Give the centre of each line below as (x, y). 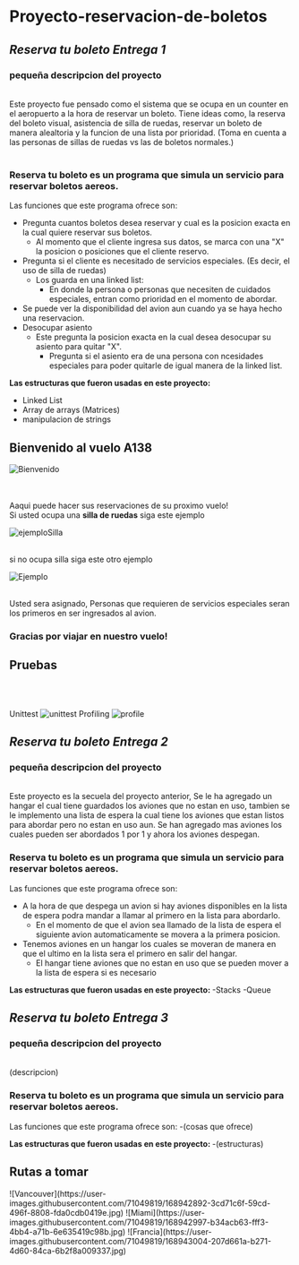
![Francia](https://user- (170, 1231)
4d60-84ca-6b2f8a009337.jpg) (68, 1251)
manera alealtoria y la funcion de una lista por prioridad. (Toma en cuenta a (148, 133)
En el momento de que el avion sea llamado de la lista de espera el (158, 925)
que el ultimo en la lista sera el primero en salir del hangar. (130, 953)
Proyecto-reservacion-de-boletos (138, 17)
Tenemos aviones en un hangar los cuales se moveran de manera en (149, 943)
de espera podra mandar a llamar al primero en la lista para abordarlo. (151, 915)
